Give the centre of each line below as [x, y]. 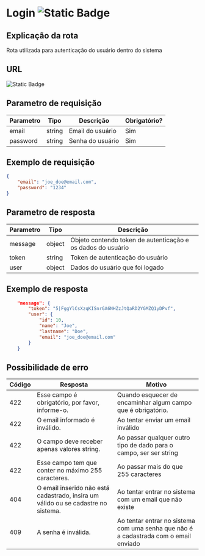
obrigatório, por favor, [68, 403]
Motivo [156, 385]
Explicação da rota [42, 36]
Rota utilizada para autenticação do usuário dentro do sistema [85, 50]
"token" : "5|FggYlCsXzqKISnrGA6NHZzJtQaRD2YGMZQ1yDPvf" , [102, 309]
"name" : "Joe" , [58, 326]
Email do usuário [93, 131]
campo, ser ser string [147, 453]
